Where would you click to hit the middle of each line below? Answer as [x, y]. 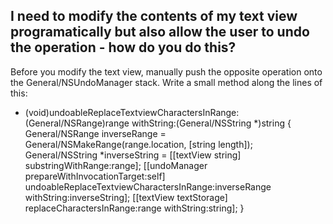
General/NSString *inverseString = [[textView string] [133, 155]
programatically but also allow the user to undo [160, 32]
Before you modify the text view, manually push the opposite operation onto [166, 71]
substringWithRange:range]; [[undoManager [116, 165]
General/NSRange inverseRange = [95, 133]
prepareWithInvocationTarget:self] [95, 176]
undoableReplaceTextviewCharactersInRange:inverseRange [148, 186]
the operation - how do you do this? [123, 47]
